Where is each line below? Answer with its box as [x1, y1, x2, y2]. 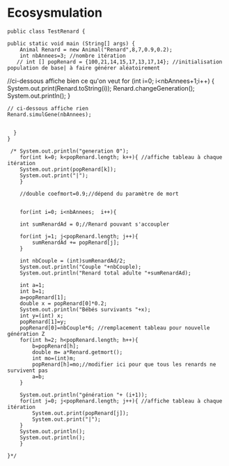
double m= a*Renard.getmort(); [32, 348, 123, 356]
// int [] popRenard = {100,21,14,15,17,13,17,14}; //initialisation [16, 58, 223, 65]
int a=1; [19, 281, 45, 288]
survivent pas [7, 367, 49, 374]
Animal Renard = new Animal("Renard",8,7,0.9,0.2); [19, 46, 173, 53]
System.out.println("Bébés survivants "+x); [19, 306, 151, 313]
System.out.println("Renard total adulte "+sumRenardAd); [19, 270, 191, 277]
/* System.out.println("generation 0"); [10, 148, 129, 155]
